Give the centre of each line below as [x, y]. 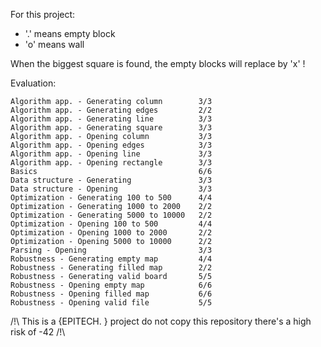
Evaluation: [33, 83]
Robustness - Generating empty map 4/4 [111, 259]
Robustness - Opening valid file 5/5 [111, 303]
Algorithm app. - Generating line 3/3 [111, 119]
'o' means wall [54, 44]
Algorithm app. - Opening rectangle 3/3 [111, 163]
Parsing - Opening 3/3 [111, 250]
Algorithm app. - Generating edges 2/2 [111, 110]
